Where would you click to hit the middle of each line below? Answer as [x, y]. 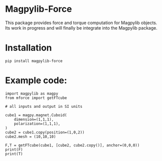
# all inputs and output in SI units [44, 106]
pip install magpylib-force [34, 61]
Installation [29, 48]
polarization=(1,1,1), [37, 124]
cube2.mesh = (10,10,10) [31, 136]
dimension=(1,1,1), [34, 119]
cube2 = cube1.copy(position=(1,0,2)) [45, 132]
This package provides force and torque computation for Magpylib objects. [81, 23]
